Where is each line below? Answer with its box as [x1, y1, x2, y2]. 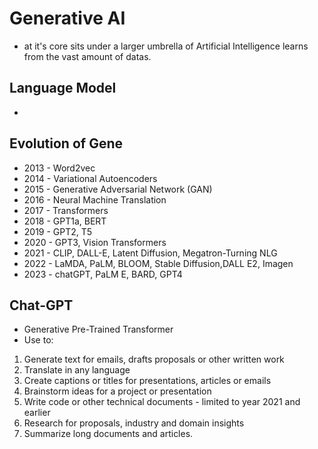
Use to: [23, 334, 54, 346]
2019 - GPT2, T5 [23, 225, 93, 237]
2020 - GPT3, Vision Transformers [23, 236, 167, 248]
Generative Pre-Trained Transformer [23, 323, 174, 336]
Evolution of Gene [9, 135, 123, 152]
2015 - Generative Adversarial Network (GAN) [23, 183, 213, 195]
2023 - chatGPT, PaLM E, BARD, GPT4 [23, 268, 183, 280]
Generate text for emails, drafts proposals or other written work [23, 353, 285, 366]
